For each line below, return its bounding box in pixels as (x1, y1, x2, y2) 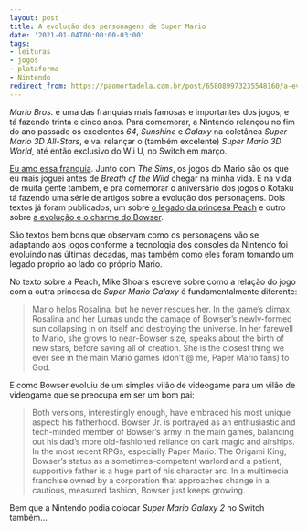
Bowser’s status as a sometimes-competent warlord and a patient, (31, 455, 281, 466)
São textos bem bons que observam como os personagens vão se (9, 229, 259, 240)
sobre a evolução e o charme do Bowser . (9, 211, 164, 222)
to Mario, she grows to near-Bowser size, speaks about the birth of (31, 333, 285, 344)
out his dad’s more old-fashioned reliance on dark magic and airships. (31, 436, 295, 447)
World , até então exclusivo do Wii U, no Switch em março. (9, 145, 228, 156)
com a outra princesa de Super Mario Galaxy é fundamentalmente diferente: (9, 285, 298, 297)
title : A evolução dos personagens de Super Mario (9, 22, 206, 31)
